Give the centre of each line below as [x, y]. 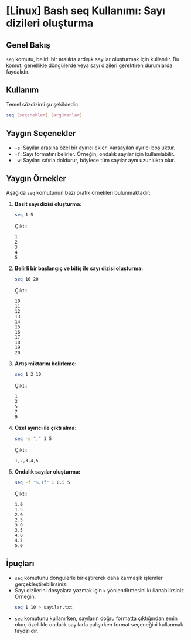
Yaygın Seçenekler [41, 134]
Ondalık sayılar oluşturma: [47, 471]
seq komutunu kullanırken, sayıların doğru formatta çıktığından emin [96, 618]
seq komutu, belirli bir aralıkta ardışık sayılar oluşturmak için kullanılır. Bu [93, 59]
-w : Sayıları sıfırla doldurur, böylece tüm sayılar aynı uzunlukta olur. [95, 160]
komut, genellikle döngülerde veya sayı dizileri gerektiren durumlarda [89, 65]
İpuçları [20, 564]
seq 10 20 [27, 279]
